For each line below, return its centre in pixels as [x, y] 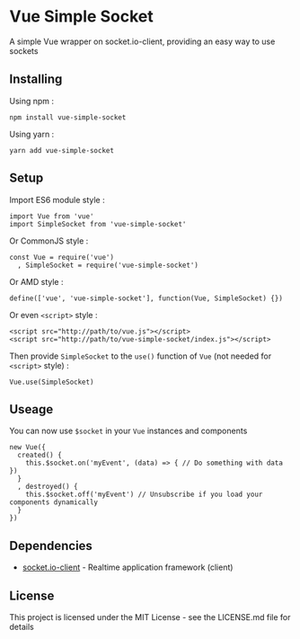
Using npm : [32, 101]
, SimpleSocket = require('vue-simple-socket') [108, 265]
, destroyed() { [48, 487]
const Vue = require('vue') [62, 257]
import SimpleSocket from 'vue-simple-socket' [98, 224]
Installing [36, 80]
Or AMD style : [36, 281]
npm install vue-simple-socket [68, 117]
